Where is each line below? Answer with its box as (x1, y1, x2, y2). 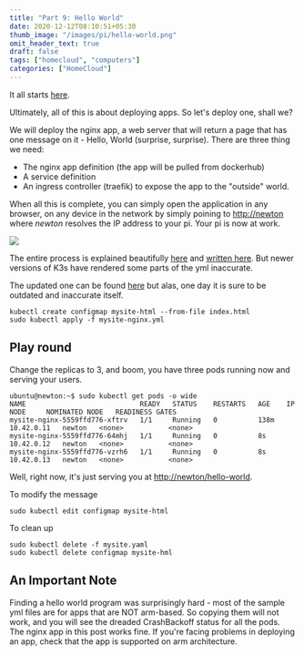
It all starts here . (9, 88, 70, 100)
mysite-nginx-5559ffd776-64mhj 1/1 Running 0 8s (9, 431, 267, 440)
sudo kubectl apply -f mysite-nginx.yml (9, 315, 166, 324)
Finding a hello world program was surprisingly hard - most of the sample (9, 597, 285, 608)
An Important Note (9, 573, 117, 589)
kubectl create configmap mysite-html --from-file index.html (9, 307, 250, 316)
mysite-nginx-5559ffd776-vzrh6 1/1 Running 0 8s (9, 447, 267, 456)
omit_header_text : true (9, 38, 100, 48)
